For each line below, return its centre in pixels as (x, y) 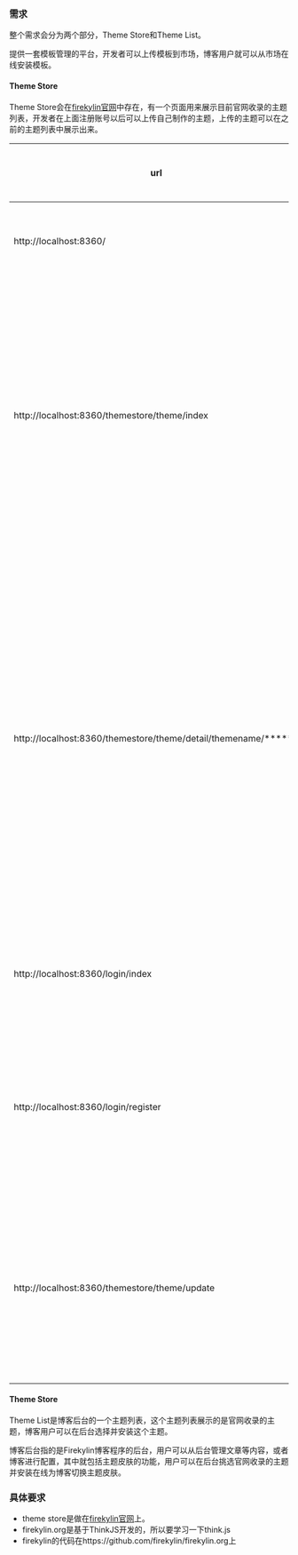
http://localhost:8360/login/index (83, 973)
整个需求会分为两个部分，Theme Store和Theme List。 (107, 35)
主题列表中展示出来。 (63, 129)
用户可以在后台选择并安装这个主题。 (106, 1431)
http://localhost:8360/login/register (87, 1107)
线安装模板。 (32, 65)
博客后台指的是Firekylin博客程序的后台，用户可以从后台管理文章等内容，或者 (149, 1450)
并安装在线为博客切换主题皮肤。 (67, 1472)
